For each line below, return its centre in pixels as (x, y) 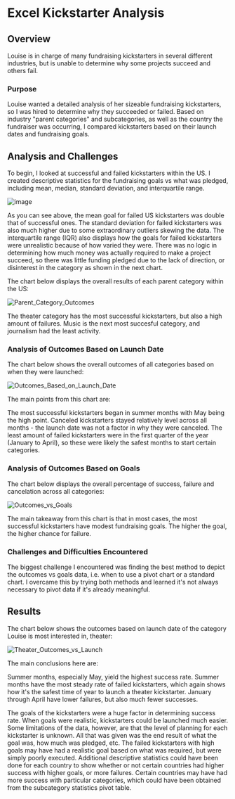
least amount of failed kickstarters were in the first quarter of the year (108, 435)
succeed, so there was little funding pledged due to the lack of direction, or (116, 260)
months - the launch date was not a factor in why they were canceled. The (115, 428)
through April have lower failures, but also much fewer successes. (103, 699)
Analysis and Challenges (63, 156)
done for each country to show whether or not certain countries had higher (116, 765)
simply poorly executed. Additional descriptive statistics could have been (113, 758)
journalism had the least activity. (54, 331)
